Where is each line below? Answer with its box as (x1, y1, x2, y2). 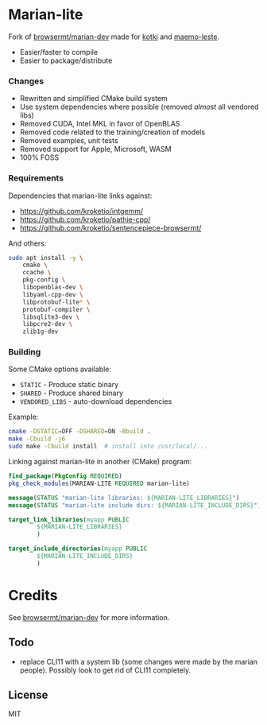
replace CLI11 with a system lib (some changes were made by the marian (19, 657, 258, 666)
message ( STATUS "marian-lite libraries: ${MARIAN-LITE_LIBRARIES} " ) (8, 494, 240, 502)
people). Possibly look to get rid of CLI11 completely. (19, 665, 192, 675)
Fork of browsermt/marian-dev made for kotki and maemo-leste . (8, 32, 220, 41)
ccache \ (22, 269, 52, 277)
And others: (8, 238, 47, 248)
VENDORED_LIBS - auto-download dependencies (19, 397, 172, 406)
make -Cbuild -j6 (8, 435, 66, 443)
